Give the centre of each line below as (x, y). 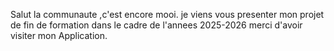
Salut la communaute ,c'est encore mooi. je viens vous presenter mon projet (167, 14)
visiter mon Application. (59, 35)
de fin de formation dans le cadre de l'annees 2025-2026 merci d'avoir (156, 25)
